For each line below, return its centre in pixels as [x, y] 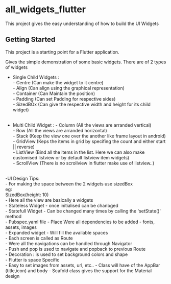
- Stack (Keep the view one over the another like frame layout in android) [89, 136]
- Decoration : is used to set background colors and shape [67, 254]
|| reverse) [23, 147]
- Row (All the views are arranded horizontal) [60, 130]
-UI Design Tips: [22, 178]
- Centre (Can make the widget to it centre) [58, 82]
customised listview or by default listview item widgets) [71, 157]
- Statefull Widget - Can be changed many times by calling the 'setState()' [83, 211]
